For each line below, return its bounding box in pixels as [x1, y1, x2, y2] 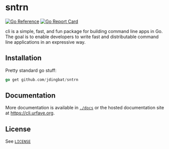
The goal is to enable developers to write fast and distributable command [5, 34, 159, 40]
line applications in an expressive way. [5, 39, 86, 45]
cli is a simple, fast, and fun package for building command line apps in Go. [5, 28, 163, 34]
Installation [5, 54, 42, 63]
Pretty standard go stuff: [5, 67, 57, 73]
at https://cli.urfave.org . [5, 110, 55, 116]
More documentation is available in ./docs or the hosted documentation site [5, 105, 164, 111]
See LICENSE [5, 138, 31, 144]
